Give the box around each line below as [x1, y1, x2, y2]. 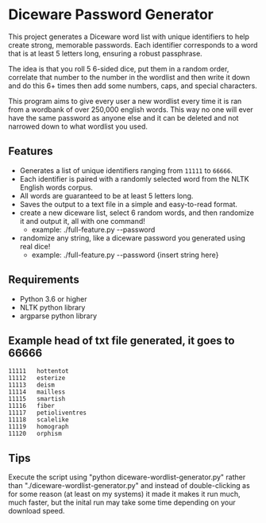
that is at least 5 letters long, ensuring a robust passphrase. [8, 48, 202, 58]
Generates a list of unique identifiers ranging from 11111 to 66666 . [19, 165, 233, 175]
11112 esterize [8, 375, 66, 383]
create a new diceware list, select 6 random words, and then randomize [19, 208, 254, 217]
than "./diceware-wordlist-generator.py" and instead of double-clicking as [8, 481, 250, 490]
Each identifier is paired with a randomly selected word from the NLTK [19, 174, 250, 183]
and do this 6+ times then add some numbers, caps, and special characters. [8, 81, 258, 90]
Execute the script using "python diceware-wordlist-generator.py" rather [8, 472, 246, 482]
